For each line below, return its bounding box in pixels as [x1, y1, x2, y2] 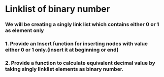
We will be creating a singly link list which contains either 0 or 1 [5, 21, 159, 28]
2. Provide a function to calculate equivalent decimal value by [5, 59, 156, 66]
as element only [5, 27, 44, 34]
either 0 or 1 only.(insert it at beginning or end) [5, 47, 119, 53]
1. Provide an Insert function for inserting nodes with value [5, 40, 148, 47]
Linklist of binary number [5, 3, 110, 15]
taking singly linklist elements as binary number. [5, 65, 124, 72]
